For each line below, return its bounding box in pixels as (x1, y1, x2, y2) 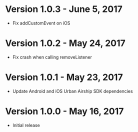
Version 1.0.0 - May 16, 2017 (5, 106, 124, 117)
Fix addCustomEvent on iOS (12, 20, 70, 26)
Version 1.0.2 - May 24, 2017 (5, 37, 126, 49)
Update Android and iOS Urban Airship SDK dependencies (12, 88, 133, 94)
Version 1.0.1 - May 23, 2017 (5, 71, 123, 83)
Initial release (12, 122, 40, 128)
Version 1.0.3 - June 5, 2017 (5, 3, 122, 15)
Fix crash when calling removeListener (12, 54, 92, 60)
